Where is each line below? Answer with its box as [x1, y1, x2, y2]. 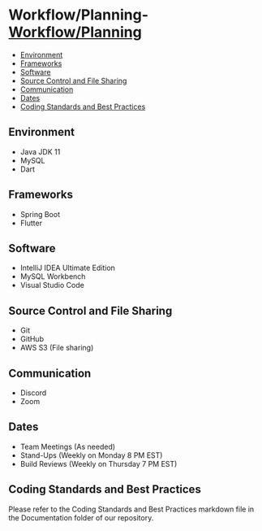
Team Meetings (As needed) [19, 442, 116, 451]
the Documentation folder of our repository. [8, 512, 154, 522]
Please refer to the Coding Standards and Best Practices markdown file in [8, 504, 255, 514]
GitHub [19, 334, 45, 344]
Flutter [19, 218, 43, 228]
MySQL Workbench [19, 272, 86, 281]
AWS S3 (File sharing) [19, 343, 94, 353]
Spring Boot [19, 209, 61, 219]
